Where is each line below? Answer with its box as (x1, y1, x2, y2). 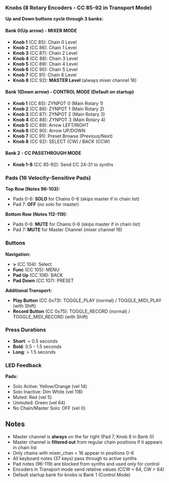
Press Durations (5, 326, 46, 333)
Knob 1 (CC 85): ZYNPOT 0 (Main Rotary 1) (12, 100, 103, 106)
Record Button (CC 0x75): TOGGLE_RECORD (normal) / (12, 308, 131, 314)
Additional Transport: (5, 287, 52, 293)
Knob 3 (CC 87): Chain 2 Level (12, 50, 78, 56)
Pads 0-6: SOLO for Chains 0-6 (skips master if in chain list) (12, 196, 140, 202)
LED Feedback (5, 361, 42, 369)
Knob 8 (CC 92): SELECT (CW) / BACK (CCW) (12, 138, 110, 145)
